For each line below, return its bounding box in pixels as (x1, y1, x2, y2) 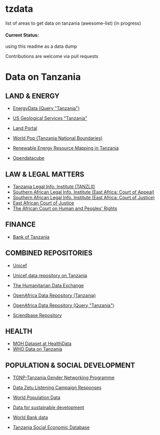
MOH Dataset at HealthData (12, 341, 72, 347)
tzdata (5, 3, 33, 15)
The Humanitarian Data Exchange (12, 282, 84, 288)
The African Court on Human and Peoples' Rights (12, 205, 117, 211)
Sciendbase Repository (12, 312, 63, 318)
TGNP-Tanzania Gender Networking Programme (12, 374, 115, 381)
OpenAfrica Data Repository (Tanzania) (12, 292, 96, 298)
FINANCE (5, 220, 36, 229)
